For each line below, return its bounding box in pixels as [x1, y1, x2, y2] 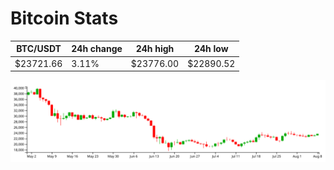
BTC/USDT [16, 43, 62, 55]
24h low [193, 43, 229, 55]
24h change [71, 43, 123, 55]
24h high [135, 43, 175, 55]
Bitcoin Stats [10, 7, 119, 30]
